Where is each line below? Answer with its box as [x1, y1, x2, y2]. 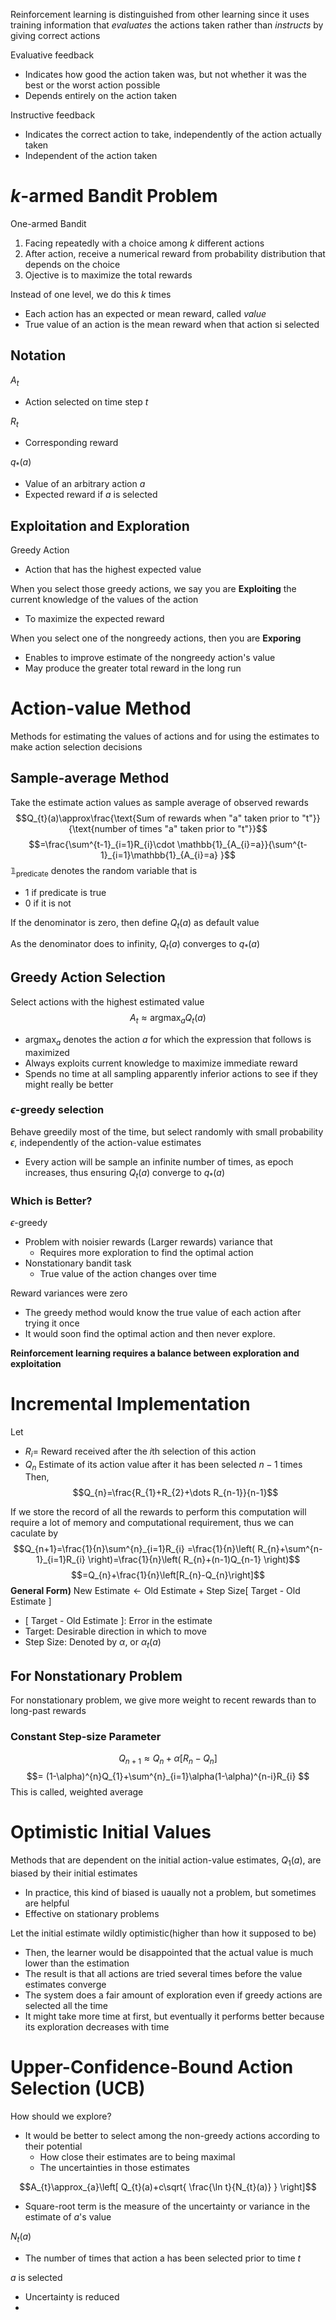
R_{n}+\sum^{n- [257, 1543, 323, 1555]
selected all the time [24, 1999, 108, 2011]
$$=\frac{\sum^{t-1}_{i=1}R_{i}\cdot [28, 838, 175, 850]
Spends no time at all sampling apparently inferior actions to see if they [24, 1067, 318, 1079]
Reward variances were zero [10, 1287, 128, 1299]
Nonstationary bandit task [24, 1257, 132, 1269]
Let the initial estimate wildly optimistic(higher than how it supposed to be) [10, 1927, 317, 1939]
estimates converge [24, 1978, 107, 1990]
